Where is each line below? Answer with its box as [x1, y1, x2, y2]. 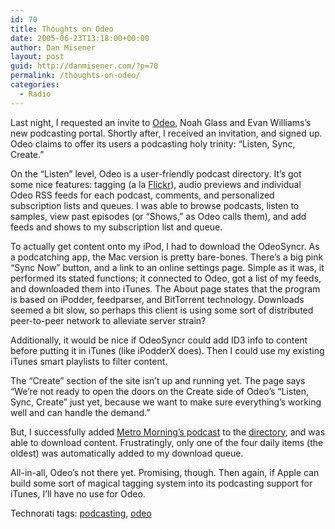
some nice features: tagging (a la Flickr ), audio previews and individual [10, 178, 302, 190]
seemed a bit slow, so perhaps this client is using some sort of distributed [10, 304, 314, 316]
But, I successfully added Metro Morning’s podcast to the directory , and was [10, 426, 326, 438]
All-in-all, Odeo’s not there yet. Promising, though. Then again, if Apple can [10, 466, 320, 478]
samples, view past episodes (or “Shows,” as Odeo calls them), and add [10, 210, 307, 222]
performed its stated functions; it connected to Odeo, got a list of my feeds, [10, 272, 322, 284]
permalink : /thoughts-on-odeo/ [10, 71, 141, 81]
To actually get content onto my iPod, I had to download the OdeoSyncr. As [10, 240, 320, 252]
